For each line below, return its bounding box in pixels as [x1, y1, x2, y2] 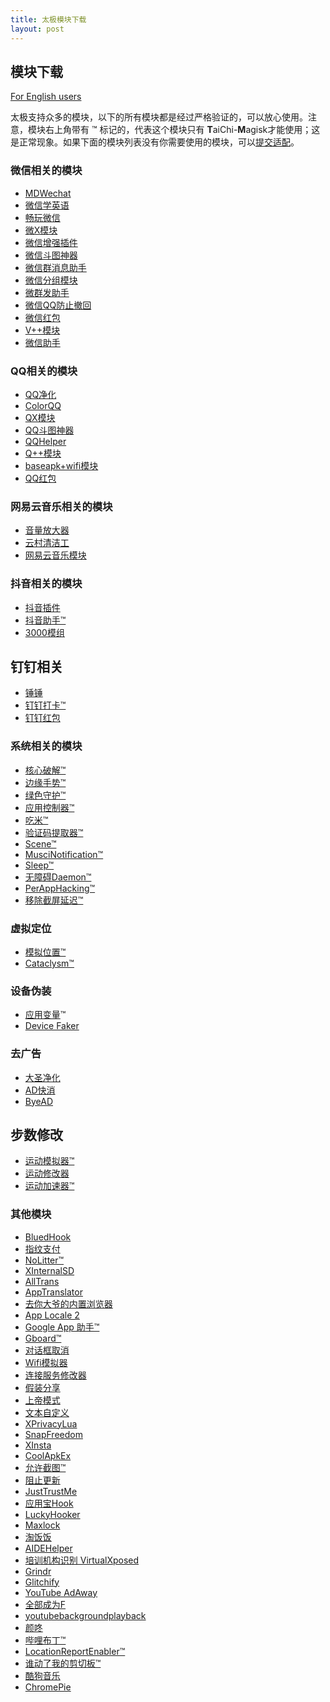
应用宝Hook [24, 1497, 74, 1509]
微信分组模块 [24, 274, 78, 286]
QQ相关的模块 [10, 364, 78, 378]
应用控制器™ [24, 801, 75, 813]
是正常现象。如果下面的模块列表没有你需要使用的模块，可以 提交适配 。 [10, 136, 300, 148]
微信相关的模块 [10, 164, 83, 178]
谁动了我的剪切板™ [24, 1657, 102, 1669]
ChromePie [24, 1681, 72, 1693]
